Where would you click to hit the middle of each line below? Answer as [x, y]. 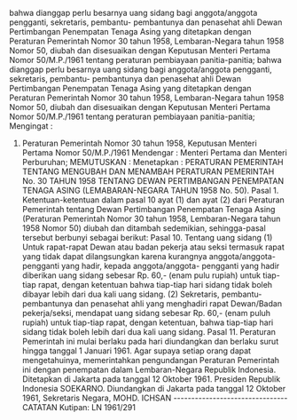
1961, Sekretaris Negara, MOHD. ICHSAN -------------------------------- [155, 398]
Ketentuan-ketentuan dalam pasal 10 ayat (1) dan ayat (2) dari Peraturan [153, 200]
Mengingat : [31, 126]
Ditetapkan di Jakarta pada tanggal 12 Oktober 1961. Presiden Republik [151, 379]
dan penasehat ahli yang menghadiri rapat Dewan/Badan [178, 304]
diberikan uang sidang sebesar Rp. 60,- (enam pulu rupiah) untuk [141, 275]
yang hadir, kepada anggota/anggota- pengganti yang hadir [171, 266]
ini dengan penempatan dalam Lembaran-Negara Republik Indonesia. [149, 369]
